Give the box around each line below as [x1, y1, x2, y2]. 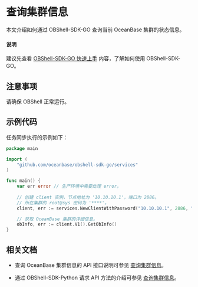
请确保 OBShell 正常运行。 [6, 98, 70, 105]
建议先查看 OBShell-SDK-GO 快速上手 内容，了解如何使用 [6, 55, 146, 62]
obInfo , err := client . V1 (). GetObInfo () [16, 221, 117, 227]
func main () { [6, 178, 41, 184]
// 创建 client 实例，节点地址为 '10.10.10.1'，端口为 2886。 [16, 194, 159, 200]
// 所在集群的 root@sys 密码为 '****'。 [16, 200, 109, 206]
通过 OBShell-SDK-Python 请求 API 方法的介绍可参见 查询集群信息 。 [14, 274, 180, 281]
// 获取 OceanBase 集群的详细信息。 [16, 216, 98, 222]
